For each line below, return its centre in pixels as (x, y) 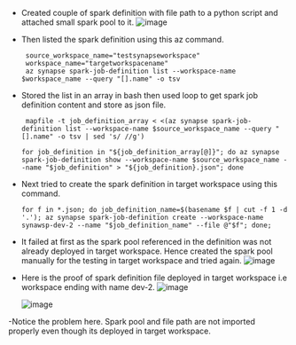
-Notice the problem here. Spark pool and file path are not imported (132, 321)
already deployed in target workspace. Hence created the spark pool (147, 251)
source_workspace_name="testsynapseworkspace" (113, 56)
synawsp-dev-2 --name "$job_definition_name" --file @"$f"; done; (146, 225)
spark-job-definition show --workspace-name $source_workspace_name (150, 160)
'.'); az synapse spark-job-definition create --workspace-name (142, 217)
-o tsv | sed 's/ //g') (101, 137)
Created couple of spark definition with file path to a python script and (149, 13)
